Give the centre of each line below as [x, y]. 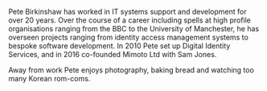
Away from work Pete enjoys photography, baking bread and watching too [131, 70]
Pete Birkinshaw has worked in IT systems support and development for [127, 12]
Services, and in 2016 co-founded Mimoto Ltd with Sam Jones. [113, 54]
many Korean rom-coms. [49, 79]
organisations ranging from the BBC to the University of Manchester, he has [134, 29]
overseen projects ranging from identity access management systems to [129, 37]
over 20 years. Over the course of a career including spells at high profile [130, 20]
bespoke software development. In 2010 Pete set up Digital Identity [119, 46]
